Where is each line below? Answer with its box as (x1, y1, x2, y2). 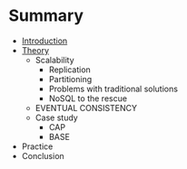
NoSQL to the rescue (48, 92, 128, 104)
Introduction (21, 35, 68, 46)
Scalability (34, 54, 74, 65)
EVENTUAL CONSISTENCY (34, 102, 138, 113)
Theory (21, 44, 50, 55)
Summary (8, 5, 84, 26)
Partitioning (48, 73, 93, 84)
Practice (21, 141, 54, 152)
